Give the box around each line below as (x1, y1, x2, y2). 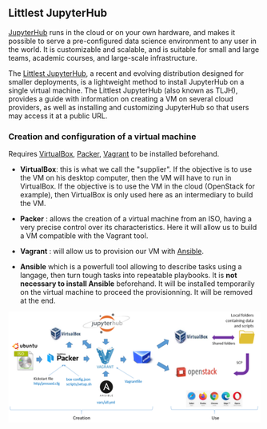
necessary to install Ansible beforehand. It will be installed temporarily (19, 279, 255, 288)
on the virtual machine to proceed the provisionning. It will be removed (19, 288, 253, 297)
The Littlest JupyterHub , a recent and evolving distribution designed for (8, 68, 244, 78)
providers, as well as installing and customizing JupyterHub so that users (8, 102, 249, 112)
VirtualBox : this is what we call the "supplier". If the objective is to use (19, 165, 253, 174)
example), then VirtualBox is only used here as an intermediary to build (19, 190, 253, 200)
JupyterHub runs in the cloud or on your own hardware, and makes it (8, 27, 236, 37)
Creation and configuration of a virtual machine (8, 131, 197, 142)
